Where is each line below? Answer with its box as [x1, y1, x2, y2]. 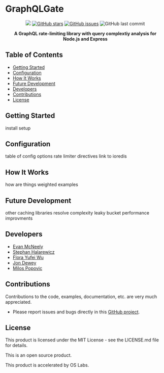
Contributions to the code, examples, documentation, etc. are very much [5, 294, 157, 300]
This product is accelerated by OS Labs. [5, 362, 89, 368]
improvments [5, 215, 33, 221]
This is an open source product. [5, 352, 72, 358]
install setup [5, 125, 31, 131]
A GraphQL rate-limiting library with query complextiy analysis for [14, 30, 157, 36]
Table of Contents [5, 50, 63, 59]
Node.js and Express [63, 36, 108, 42]
